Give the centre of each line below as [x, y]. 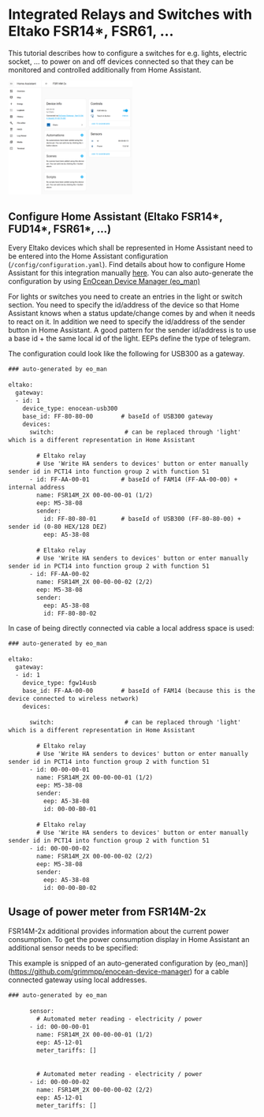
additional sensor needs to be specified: [73, 948]
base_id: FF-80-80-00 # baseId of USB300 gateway [118, 417]
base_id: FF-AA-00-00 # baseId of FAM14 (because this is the [139, 691]
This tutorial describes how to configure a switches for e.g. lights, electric [128, 53]
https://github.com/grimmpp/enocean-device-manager [100, 971]
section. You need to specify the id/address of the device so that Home [124, 305]
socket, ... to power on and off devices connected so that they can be [121, 61]
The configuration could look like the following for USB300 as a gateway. [126, 354]
